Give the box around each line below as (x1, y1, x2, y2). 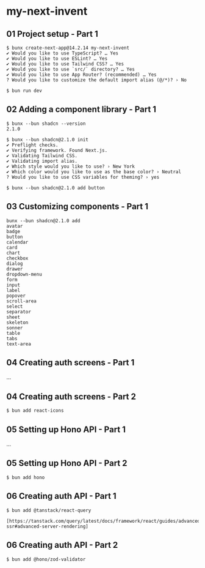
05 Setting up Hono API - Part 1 (6, 424, 126, 435)
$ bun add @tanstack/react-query (6, 507, 92, 514)
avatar (6, 223, 23, 229)
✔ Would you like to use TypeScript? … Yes (6, 50, 119, 56)
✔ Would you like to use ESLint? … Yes (6, 56, 108, 62)
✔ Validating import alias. (6, 158, 78, 164)
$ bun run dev (6, 88, 43, 94)
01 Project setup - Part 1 (6, 29, 99, 39)
